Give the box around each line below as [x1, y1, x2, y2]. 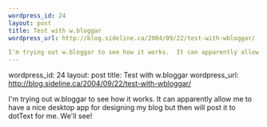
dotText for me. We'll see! [8, 111, 93, 121]
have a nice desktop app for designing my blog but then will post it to [8, 103, 236, 113]
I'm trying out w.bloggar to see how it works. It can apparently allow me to [8, 94, 253, 104]
